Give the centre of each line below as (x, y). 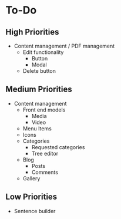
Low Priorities (31, 197)
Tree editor (45, 153)
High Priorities (32, 32)
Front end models (44, 110)
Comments (45, 172)
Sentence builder (35, 211)
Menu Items (37, 128)
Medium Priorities (39, 90)
